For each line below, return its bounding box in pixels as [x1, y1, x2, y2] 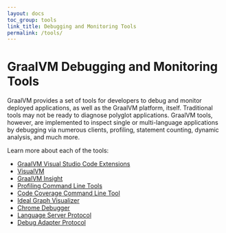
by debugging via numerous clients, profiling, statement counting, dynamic [7, 125, 220, 134]
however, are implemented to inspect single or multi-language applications [7, 119, 218, 127]
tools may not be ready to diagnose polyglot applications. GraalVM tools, [7, 111, 213, 119]
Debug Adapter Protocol [16, 219, 86, 227]
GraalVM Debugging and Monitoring [7, 59, 218, 74]
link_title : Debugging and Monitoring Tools [7, 23, 137, 30]
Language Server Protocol [16, 211, 91, 219]
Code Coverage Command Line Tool [16, 189, 120, 197]
